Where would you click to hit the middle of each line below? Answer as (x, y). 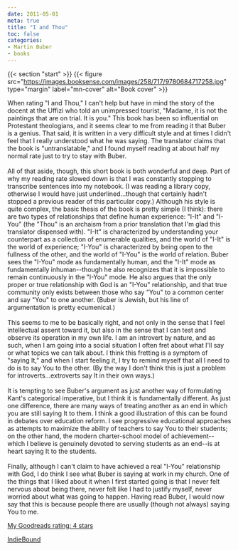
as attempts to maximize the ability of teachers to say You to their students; (118, 428)
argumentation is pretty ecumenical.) (61, 307)
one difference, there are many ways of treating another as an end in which (118, 405)
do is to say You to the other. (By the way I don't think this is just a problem (117, 368)
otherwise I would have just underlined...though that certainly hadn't (107, 194)
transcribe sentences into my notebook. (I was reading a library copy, (109, 186)
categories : (25, 41)
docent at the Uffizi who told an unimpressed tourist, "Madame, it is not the (117, 110)
